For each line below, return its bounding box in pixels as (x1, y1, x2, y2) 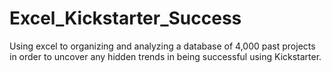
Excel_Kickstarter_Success (9, 7, 242, 30)
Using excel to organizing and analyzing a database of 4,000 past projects (9, 40, 316, 52)
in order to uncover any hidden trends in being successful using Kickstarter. (9, 50, 322, 62)
